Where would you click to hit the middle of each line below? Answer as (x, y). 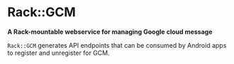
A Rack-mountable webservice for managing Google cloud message (110, 32)
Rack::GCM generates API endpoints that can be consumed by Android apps (117, 45)
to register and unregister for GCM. (58, 53)
